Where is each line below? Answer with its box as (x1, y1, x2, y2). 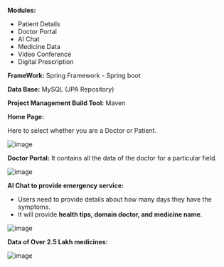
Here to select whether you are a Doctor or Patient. (7, 126, 157, 134)
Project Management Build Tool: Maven (7, 99, 126, 107)
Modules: (7, 6, 36, 14)
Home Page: (7, 113, 45, 121)
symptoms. (17, 202, 51, 211)
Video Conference (17, 50, 72, 58)
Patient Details (17, 20, 60, 28)
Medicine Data (17, 43, 60, 50)
